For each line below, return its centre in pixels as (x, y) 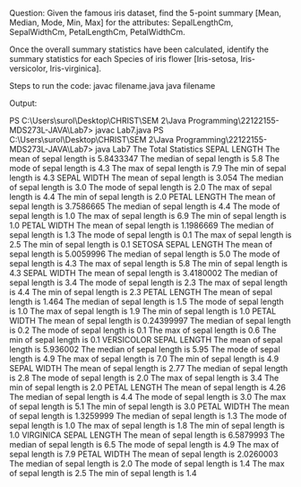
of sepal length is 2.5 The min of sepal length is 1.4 (103, 473)
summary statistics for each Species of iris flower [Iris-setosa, (124, 59)
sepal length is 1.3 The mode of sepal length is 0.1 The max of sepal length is (150, 235)
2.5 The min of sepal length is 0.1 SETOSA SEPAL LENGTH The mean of (141, 244)
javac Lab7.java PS (129, 130)
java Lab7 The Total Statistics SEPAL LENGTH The (188, 149)
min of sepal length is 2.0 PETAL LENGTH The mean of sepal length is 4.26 (148, 387)
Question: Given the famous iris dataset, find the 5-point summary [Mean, (146, 13)
